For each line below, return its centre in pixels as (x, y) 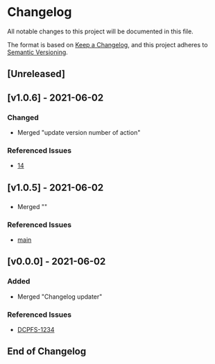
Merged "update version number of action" (79, 133)
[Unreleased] (36, 74)
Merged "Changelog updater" (60, 297)
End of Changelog (47, 351)
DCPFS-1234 (36, 329)
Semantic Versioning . (37, 52)
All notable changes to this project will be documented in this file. (101, 31)
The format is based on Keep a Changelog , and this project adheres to (108, 44)
